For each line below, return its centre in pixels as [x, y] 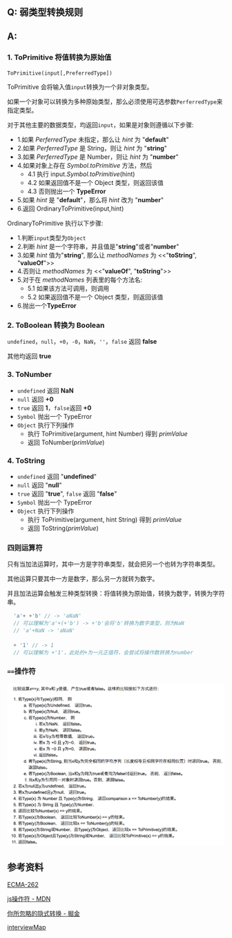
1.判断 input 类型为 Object [51, 238]
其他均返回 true [29, 356]
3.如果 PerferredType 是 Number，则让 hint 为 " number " [98, 157]
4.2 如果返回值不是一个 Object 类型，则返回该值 [95, 183]
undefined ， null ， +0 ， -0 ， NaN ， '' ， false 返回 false [82, 342]
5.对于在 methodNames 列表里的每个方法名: [80, 280]
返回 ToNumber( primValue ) [66, 442]
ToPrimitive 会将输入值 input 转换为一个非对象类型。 [80, 87]
